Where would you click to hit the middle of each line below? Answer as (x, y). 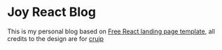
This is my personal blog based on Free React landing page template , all (111, 31)
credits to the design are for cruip (55, 38)
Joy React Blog (52, 12)
